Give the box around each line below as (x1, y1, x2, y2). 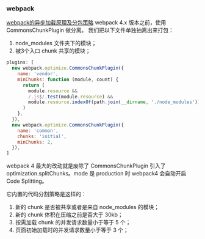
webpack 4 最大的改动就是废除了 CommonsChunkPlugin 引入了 (6, 162, 166, 169)
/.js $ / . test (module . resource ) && (28, 94, 113, 100)
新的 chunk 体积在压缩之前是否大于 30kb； (15, 211, 123, 218)
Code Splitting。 (6, 177, 48, 185)
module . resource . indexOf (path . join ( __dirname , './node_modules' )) (28, 99, 201, 105)
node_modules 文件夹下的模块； (15, 40, 97, 47)
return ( (22, 82, 45, 88)
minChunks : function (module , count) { (17, 76, 119, 83)
